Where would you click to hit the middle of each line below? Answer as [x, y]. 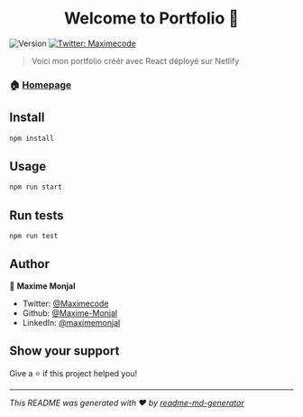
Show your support [64, 351]
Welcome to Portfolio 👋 [151, 19]
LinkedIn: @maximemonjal [71, 322]
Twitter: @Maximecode [65, 303]
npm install [32, 138]
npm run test [34, 236]
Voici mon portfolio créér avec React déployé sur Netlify [135, 60]
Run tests [37, 215]
